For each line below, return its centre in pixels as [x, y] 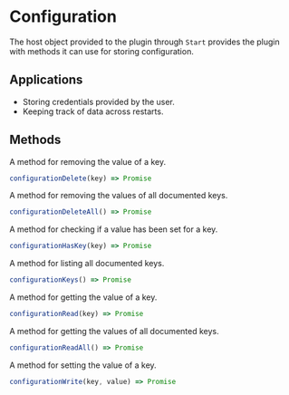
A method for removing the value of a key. [88, 161]
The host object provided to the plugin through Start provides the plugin [145, 42]
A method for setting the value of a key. [83, 365]
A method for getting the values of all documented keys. [114, 331]
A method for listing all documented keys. [87, 264]
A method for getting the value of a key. [83, 297]
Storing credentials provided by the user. [98, 101]
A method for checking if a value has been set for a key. [114, 229]
